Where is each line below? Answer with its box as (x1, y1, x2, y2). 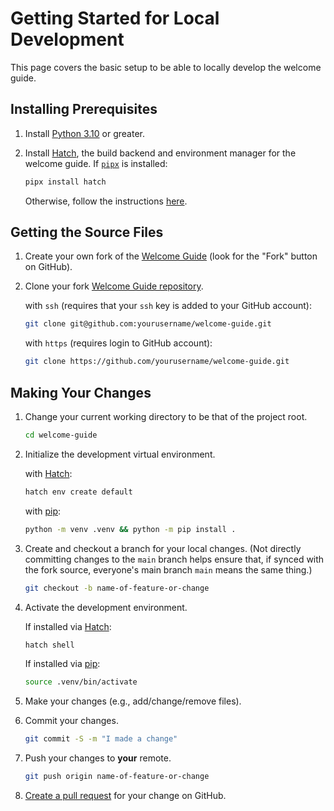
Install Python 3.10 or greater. (24, 127, 145, 139)
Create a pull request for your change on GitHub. (24, 790, 227, 801)
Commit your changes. (24, 715, 119, 727)
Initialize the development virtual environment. (24, 448, 216, 460)
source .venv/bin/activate (24, 677, 138, 687)
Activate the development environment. (24, 601, 188, 613)
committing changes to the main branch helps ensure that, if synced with (24, 553, 325, 565)
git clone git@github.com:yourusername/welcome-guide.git (24, 319, 272, 329)
